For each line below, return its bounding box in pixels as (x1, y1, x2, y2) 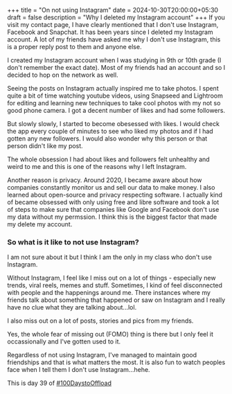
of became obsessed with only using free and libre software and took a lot (7, 198, 220, 206)
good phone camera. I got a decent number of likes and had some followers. (7, 107, 226, 114)
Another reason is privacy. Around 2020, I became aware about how (7, 176, 202, 184)
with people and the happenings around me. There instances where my (7, 289, 211, 297)
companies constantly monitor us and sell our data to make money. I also (7, 183, 215, 191)
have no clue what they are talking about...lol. (7, 303, 137, 312)
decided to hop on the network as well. (7, 71, 119, 79)
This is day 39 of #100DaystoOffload (7, 379, 112, 387)
